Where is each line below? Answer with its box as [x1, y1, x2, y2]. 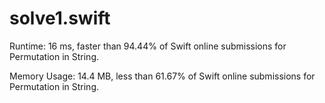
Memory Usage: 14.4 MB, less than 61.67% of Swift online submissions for [9, 70, 316, 82]
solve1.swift [9, 7, 111, 30]
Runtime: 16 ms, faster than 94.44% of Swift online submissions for [9, 40, 287, 52]
